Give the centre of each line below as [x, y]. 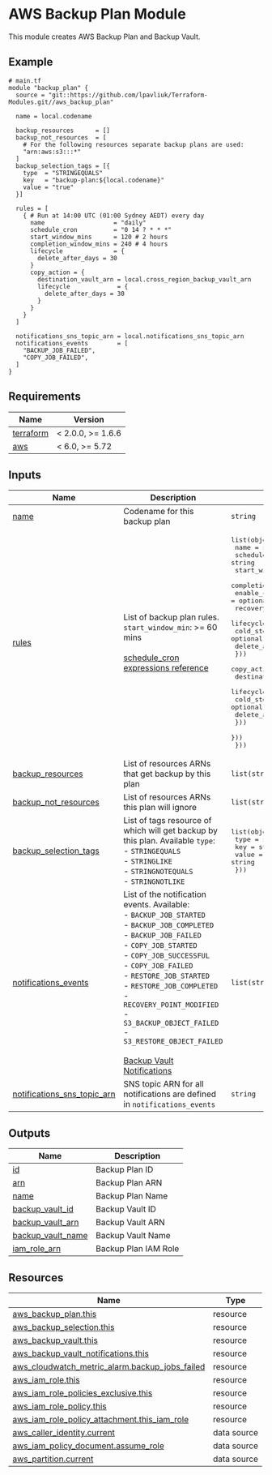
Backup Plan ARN [129, 1183]
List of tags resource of [168, 821]
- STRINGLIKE [148, 861]
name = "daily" [88, 223]
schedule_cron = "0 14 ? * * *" [101, 229]
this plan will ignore [160, 808]
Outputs [30, 1133]
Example [31, 62]
